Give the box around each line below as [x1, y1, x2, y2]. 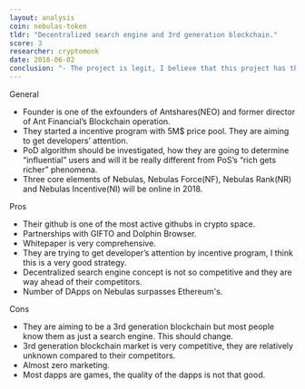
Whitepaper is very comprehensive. [22, 238, 156, 248]
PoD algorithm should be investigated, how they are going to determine [22, 144, 290, 155]
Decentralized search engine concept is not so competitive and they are [22, 267, 292, 277]
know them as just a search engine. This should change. [22, 330, 234, 341]
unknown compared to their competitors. [22, 350, 176, 361]
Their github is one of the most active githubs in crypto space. [22, 219, 256, 229]
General [9, 88, 39, 100]
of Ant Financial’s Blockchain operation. [22, 115, 171, 127]
